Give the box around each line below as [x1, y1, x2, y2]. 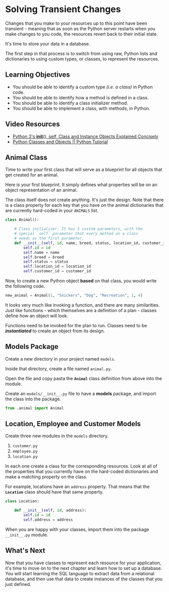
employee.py [12, 449, 38, 454]
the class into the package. [5, 396, 61, 402]
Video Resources [5, 120, 60, 129]
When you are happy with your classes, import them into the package [5, 526, 149, 532]
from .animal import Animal [5, 405, 64, 410]
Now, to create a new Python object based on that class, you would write [5, 278, 157, 283]
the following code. [5, 283, 45, 289]
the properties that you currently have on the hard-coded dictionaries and [5, 468, 158, 475]
